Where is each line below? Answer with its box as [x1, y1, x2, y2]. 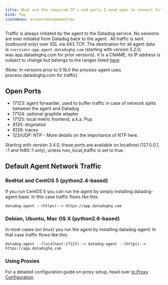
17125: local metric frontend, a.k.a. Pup [12, 116, 92, 122]
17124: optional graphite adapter [12, 111, 79, 117]
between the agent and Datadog [12, 106, 79, 112]
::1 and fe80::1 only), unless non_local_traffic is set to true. [5, 147, 124, 153]
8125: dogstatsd [12, 122, 46, 128]
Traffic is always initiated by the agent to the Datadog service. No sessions [5, 31, 159, 37]
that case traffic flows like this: [5, 232, 68, 238]
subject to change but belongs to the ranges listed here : [5, 57, 121, 63]
